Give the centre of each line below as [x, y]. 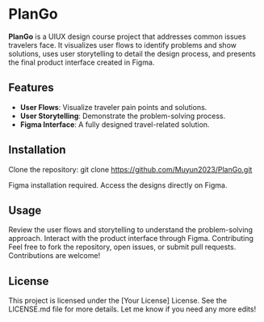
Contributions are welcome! [54, 256]
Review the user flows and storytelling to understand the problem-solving [130, 230]
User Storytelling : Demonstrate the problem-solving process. [123, 116]
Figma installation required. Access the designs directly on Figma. [118, 185]
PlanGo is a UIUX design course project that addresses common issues [127, 36]
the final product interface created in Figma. [82, 62]
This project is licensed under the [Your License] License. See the [118, 301]
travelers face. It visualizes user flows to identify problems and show [122, 44]
